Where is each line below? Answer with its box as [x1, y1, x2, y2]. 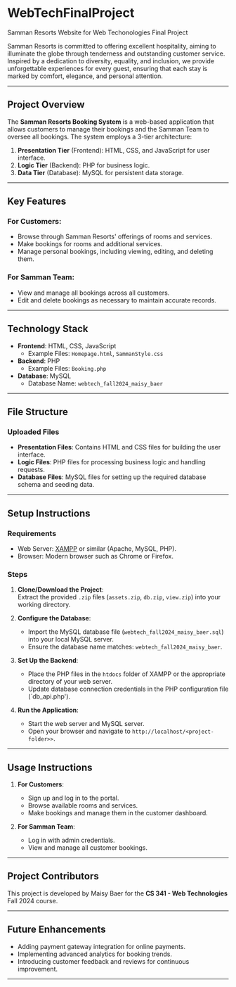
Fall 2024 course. [7, 896, 58, 905]
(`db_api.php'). [27, 692, 71, 701]
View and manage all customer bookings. [27, 843, 147, 852]
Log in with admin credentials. [27, 836, 115, 845]
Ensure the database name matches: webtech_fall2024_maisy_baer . [27, 642, 223, 651]
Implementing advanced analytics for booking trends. [17, 950, 172, 958]
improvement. [17, 964, 58, 973]
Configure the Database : [17, 614, 91, 623]
